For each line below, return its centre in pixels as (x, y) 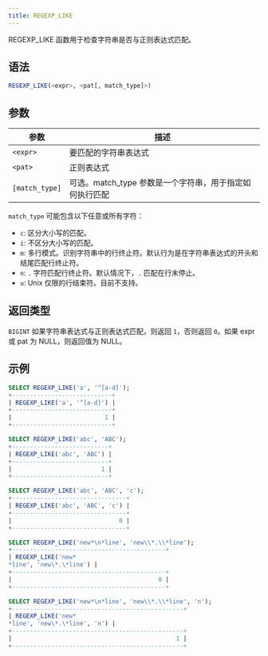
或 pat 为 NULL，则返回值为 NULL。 (67, 341)
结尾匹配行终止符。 (51, 263)
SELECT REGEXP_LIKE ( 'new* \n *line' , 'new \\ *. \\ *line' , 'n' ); (110, 601)
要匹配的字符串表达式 (109, 153)
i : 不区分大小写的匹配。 (59, 243)
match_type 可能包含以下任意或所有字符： (76, 216)
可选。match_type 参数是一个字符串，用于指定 (156, 183)
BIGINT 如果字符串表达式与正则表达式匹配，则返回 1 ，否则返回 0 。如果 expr (132, 331)
